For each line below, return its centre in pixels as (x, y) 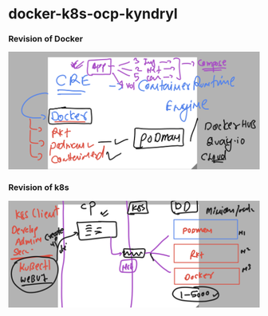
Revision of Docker (46, 39)
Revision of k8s (39, 188)
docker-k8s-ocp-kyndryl (93, 14)
